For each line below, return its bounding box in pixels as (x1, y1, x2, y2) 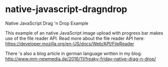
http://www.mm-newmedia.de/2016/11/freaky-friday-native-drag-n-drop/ (5, 55, 156, 61)
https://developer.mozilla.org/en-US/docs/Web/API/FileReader (5, 40, 134, 46)
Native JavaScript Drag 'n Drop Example (5, 20, 89, 26)
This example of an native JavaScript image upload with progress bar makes (5, 30, 163, 36)
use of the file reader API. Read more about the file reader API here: (5, 35, 145, 41)
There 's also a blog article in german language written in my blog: (5, 50, 142, 56)
